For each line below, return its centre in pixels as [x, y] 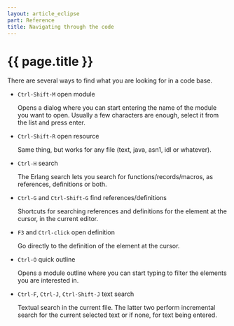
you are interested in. [48, 281]
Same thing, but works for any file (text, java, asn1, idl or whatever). [114, 150]
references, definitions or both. [62, 184]
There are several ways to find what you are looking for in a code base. [110, 80]
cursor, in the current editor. [58, 219]
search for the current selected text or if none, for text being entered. [117, 315]
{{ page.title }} [50, 61]
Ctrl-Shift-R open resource [58, 136]
